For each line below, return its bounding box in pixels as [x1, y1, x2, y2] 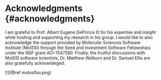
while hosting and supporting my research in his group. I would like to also [5, 34, 153, 40]
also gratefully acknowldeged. [5, 60, 65, 66]
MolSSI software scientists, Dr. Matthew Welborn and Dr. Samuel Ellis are [5, 55, 151, 61]
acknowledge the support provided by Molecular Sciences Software [5, 39, 141, 45]
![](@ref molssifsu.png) [5, 69, 52, 75]
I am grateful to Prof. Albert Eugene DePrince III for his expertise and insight [5, 29, 156, 35]
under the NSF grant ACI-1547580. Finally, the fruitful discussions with [5, 49, 146, 56]
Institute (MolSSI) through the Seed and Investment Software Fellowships [5, 45, 151, 50]
